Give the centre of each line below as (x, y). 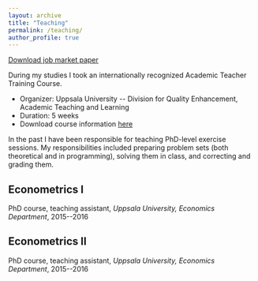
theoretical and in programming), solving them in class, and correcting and (129, 156)
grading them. (31, 165)
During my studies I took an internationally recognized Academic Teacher (127, 75)
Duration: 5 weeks (49, 116)
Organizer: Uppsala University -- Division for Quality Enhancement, (129, 99)
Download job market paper (53, 60)
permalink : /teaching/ (45, 30)
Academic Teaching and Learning (75, 107)
